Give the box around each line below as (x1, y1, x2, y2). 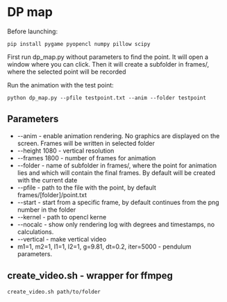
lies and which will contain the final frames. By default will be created (17, 168, 216, 177)
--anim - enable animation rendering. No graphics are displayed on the (17, 131, 220, 140)
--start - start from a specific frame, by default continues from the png (17, 198, 220, 206)
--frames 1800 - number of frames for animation (17, 153, 156, 162)
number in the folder (17, 205, 76, 214)
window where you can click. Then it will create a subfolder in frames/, (7, 60, 210, 68)
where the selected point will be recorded (7, 67, 126, 76)
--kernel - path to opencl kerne (17, 212, 107, 221)
